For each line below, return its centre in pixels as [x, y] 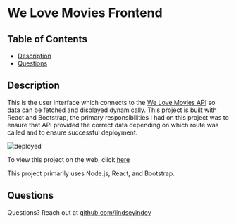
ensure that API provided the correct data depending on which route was [113, 125]
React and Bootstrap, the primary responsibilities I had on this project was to [118, 117]
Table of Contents [48, 39]
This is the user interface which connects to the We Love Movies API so [111, 102]
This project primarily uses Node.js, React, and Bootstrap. [91, 173]
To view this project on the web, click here [69, 159]
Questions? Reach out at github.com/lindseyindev [79, 212]
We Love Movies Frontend [85, 13]
